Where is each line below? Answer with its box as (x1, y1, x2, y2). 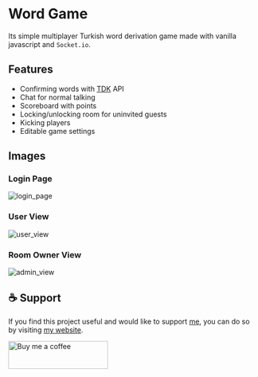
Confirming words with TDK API (19, 84, 125, 93)
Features (8, 63, 53, 77)
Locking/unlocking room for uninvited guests (19, 109, 167, 119)
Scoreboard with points (19, 100, 97, 110)
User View (8, 211, 49, 222)
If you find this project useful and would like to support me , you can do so (8, 316, 250, 326)
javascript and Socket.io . (8, 39, 92, 49)
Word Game (8, 5, 88, 23)
